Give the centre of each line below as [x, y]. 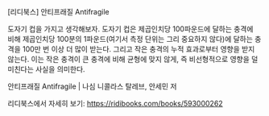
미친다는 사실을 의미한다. [46, 69]
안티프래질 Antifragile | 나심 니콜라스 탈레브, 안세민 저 [92, 86]
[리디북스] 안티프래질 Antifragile [58, 12]
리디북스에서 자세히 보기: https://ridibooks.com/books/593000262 [115, 104]
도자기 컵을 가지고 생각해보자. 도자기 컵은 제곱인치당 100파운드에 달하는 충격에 [130, 29]
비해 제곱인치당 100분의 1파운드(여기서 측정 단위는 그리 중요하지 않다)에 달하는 [130, 39]
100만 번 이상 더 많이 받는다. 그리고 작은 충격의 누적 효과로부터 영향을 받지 [139, 49]
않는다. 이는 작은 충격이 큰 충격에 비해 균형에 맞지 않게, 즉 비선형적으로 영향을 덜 [133, 59]
